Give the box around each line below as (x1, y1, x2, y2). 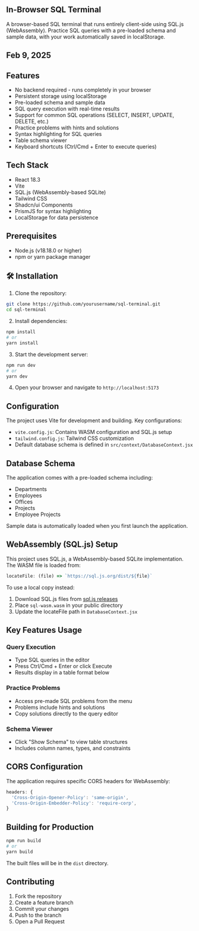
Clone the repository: (14, 290, 67, 297)
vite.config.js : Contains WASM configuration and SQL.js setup (14, 429, 172, 436)
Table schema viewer (14, 137, 67, 144)
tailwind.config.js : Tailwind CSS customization (14, 435, 134, 442)
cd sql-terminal (6, 307, 46, 313)
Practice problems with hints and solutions (14, 124, 119, 131)
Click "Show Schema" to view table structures (14, 739, 128, 746)
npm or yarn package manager (14, 253, 91, 260)
